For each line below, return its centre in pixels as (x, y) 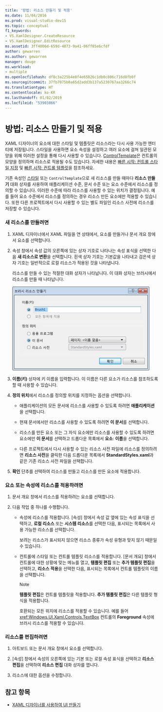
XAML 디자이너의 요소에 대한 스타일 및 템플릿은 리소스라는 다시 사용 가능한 (76, 143)
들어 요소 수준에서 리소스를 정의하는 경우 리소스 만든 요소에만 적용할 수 (77, 196)
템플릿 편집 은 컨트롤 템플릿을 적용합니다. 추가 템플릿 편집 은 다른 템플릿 (86, 594)
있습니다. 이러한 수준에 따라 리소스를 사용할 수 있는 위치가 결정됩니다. (85, 191)
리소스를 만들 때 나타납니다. (38, 279)
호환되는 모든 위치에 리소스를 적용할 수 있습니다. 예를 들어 (74, 611)
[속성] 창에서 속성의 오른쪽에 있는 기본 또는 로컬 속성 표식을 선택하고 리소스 (83, 659)
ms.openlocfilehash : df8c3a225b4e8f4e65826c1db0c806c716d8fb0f (71, 77)
